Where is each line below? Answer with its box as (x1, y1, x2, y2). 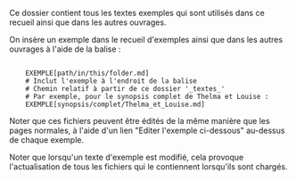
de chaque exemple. (9, 135, 85, 145)
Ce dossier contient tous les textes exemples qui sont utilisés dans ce (9, 8, 265, 18)
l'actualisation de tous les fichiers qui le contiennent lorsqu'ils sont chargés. (9, 161, 288, 172)
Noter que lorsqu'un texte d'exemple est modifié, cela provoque (9, 152, 244, 162)
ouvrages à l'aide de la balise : (9, 44, 121, 54)
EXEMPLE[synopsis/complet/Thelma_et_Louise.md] (25, 100, 205, 109)
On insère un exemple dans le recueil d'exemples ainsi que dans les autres (9, 35, 284, 45)
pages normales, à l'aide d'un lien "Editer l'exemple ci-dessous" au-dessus (9, 125, 285, 136)
